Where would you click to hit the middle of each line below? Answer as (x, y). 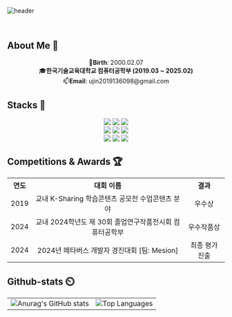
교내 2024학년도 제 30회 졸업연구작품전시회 (104, 222)
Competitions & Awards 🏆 (65, 162)
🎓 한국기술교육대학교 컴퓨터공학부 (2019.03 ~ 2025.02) (116, 70)
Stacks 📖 (27, 105)
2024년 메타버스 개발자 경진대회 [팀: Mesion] (108, 251)
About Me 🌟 (33, 46)
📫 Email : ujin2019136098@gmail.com (116, 81)
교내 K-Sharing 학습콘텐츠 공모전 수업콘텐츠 (104, 199)
